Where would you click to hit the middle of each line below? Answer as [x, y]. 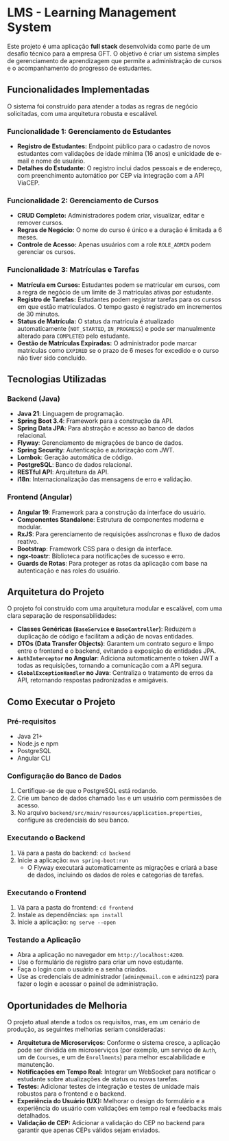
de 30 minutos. [38, 314]
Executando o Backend [46, 838]
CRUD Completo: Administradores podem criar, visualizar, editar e [111, 216]
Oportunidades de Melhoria [67, 1005]
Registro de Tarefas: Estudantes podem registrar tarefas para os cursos [119, 299]
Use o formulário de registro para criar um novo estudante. [100, 962]
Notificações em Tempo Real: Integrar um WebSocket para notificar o [116, 1072]
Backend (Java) [34, 398]
